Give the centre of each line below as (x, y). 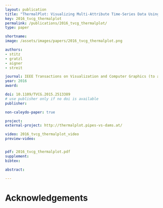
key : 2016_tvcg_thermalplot (33, 18)
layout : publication (26, 9)
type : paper (17, 28)
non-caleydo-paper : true (30, 112)
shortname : (16, 36)
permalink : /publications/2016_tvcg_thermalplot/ (56, 23)
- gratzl (14, 59)
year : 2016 (16, 81)
